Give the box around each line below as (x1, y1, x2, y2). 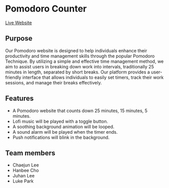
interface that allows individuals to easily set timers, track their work (22, 74, 164, 80)
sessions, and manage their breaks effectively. (5, 79, 102, 85)
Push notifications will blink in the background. (12, 134, 110, 140)
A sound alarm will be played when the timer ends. (12, 129, 118, 135)
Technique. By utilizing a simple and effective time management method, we (5, 58, 164, 64)
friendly (5, 74, 22, 80)
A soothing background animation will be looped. (12, 124, 115, 130)
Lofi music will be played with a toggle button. (12, 118, 108, 124)
